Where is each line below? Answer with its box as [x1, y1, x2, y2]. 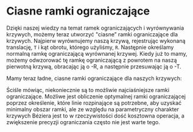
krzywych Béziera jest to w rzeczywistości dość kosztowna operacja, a [6, 112, 184, 119]
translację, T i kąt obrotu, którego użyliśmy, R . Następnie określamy [6, 44, 174, 51]
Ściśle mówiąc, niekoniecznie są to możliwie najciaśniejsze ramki [6, 86, 169, 93]
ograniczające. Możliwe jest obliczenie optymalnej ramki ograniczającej [6, 93, 186, 100]
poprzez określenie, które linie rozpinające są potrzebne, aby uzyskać [6, 99, 182, 107]
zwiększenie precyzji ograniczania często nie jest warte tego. [6, 118, 160, 125]
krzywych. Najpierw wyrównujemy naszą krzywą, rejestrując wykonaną [6, 37, 186, 44]
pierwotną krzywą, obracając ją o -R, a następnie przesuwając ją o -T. [6, 62, 181, 70]
